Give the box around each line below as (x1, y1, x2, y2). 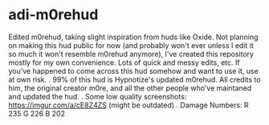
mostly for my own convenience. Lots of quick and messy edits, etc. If (8, 58, 240, 67)
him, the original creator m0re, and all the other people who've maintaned (8, 83, 252, 93)
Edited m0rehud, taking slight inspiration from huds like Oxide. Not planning (8, 32, 259, 42)
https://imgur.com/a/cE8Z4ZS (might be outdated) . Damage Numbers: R (8, 100, 249, 110)
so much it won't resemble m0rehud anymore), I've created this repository (8, 49, 255, 58)
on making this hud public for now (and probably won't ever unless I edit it (8, 40, 255, 50)
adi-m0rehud (8, 6, 99, 24)
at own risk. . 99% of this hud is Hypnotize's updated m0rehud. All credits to (8, 75, 261, 84)
